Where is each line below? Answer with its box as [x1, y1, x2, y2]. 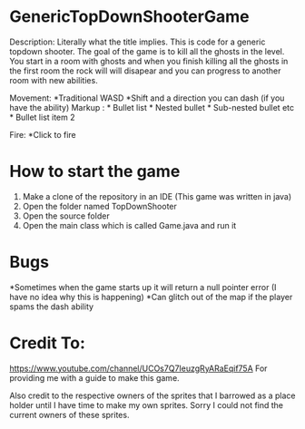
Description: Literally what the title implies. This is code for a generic [9, 36, 266, 47]
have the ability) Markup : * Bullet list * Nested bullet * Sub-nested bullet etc [9, 102, 295, 112]
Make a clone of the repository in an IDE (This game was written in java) [22, 190, 292, 201]
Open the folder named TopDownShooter [22, 200, 177, 211]
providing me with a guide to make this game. [9, 372, 180, 383]
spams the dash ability [9, 301, 93, 312]
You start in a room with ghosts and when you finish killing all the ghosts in [9, 55, 289, 66]
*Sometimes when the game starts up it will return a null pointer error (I [9, 281, 277, 292]
